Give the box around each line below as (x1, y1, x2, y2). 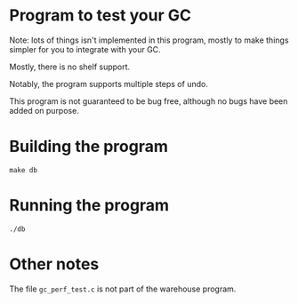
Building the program (9, 137, 169, 156)
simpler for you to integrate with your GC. (9, 44, 162, 54)
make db (9, 165, 38, 174)
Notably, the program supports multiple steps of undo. (9, 78, 209, 89)
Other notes (9, 254, 100, 274)
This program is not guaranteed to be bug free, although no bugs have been (9, 95, 288, 107)
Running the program (9, 195, 170, 216)
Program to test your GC (9, 5, 191, 26)
